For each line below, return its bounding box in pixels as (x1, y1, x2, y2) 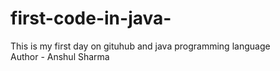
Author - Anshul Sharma (10, 50, 110, 62)
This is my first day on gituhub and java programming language (10, 40, 271, 52)
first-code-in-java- (10, 7, 172, 30)
